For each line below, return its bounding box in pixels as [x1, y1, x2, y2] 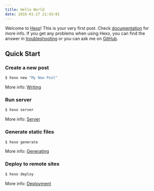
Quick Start [5, 49, 40, 58]
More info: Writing [5, 84, 41, 90]
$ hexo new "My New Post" [5, 75, 58, 81]
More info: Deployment [5, 180, 51, 186]
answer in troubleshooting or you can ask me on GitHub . [5, 35, 118, 42]
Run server [5, 96, 32, 103]
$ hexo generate [5, 140, 38, 145]
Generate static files [5, 128, 55, 135]
